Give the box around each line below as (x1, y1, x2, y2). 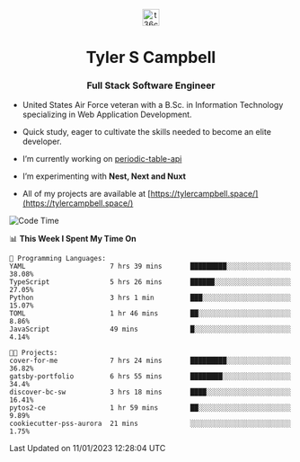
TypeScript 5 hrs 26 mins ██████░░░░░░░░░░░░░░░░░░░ (9, 278, 292, 287)
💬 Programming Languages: (9, 254, 106, 263)
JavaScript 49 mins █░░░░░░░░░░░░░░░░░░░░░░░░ (9, 324, 292, 334)
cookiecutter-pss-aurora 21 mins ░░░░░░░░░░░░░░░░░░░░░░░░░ (9, 419, 292, 429)
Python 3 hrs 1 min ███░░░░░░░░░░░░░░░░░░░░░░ (9, 293, 292, 303)
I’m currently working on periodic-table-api (22, 154, 182, 164)
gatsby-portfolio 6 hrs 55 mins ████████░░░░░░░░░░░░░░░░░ (9, 372, 292, 381)
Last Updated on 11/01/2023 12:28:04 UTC (9, 443, 166, 454)
